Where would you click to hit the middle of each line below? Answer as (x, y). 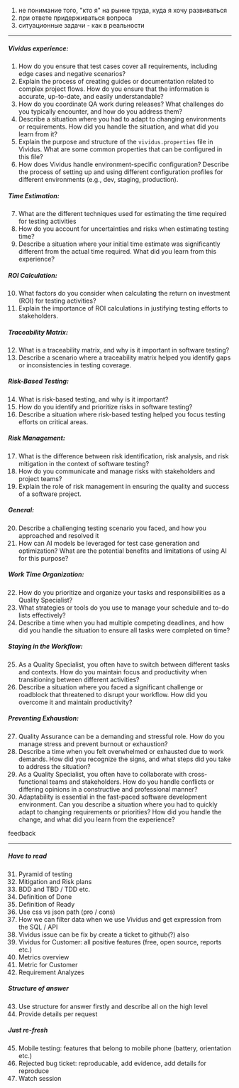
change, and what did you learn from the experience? (97, 819)
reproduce (34, 1071)
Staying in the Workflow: (46, 647)
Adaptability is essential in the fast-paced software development (112, 797)
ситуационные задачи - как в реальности (81, 25)
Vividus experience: (39, 48)
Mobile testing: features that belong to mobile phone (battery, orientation (124, 1048)
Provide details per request (58, 1014)
